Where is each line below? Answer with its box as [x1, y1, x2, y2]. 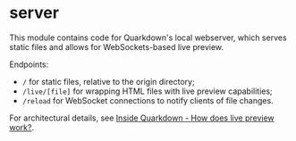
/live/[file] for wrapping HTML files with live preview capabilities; [21, 86, 273, 96]
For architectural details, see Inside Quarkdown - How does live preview [9, 112, 275, 123]
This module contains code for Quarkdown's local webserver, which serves [9, 32, 288, 43]
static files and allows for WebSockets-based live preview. [9, 41, 224, 52]
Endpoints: [9, 59, 49, 70]
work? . [9, 121, 34, 132]
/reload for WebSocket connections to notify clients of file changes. [21, 95, 275, 105]
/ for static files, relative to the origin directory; [21, 76, 195, 87]
